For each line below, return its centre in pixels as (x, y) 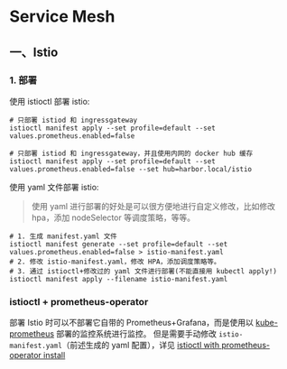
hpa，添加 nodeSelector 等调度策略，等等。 (113, 217)
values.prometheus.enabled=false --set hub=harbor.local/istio (131, 169)
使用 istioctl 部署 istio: (50, 101)
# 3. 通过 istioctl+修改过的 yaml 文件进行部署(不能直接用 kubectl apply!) (143, 271)
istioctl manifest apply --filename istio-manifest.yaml (119, 279)
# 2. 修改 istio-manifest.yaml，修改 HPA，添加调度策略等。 (115, 262)
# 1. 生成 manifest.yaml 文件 (63, 236)
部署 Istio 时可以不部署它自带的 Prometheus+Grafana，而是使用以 (132, 323)
